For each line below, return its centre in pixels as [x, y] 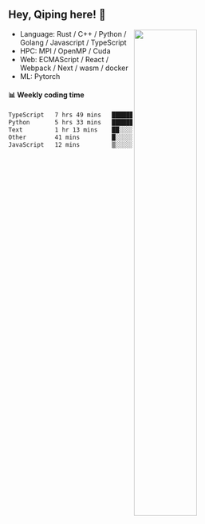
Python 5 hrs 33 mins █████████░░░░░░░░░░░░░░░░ [105, 122]
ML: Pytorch [40, 76]
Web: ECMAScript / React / [64, 59]
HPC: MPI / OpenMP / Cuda [65, 51]
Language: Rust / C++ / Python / [73, 33]
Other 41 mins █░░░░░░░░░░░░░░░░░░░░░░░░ [105, 137]
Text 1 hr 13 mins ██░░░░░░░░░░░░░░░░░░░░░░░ [105, 130]
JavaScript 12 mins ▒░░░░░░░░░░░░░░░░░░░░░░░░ [105, 144]
